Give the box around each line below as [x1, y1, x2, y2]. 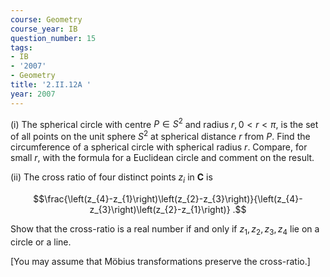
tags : [10, 42, 33, 53]
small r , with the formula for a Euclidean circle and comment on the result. [10, 151, 315, 163]
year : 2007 [10, 89, 56, 99]
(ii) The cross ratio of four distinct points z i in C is [10, 171, 213, 185]
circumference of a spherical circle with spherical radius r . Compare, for [10, 141, 308, 153]
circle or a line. [10, 236, 72, 248]
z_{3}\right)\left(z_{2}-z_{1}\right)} [89, 203, 231, 215]
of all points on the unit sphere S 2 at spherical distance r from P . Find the [10, 129, 311, 142]
